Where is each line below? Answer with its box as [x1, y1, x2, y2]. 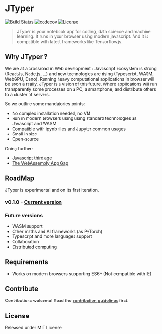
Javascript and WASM [12, 120, 57, 126]
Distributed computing [12, 244, 57, 250]
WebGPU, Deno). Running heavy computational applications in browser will [5, 76, 155, 82]
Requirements [5, 258, 48, 266]
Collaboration [12, 238, 39, 244]
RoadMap [5, 174, 35, 183]
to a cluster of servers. [5, 91, 50, 97]
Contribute [5, 284, 39, 293]
